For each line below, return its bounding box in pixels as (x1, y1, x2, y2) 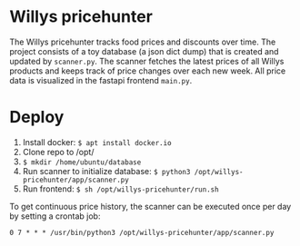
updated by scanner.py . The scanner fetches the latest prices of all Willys (9, 55, 285, 66)
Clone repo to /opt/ (22, 146, 95, 157)
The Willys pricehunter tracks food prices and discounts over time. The (9, 36, 276, 47)
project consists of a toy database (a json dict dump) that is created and (9, 45, 279, 56)
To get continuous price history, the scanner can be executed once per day (9, 201, 292, 212)
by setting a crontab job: (9, 211, 101, 221)
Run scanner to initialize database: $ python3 (22, 165, 191, 176)
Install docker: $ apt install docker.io (22, 136, 172, 147)
